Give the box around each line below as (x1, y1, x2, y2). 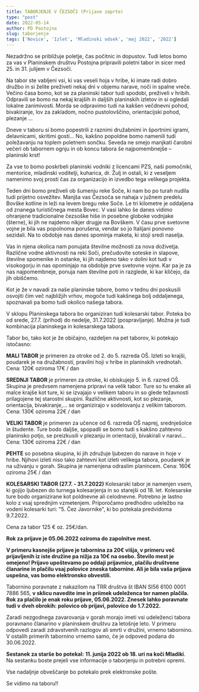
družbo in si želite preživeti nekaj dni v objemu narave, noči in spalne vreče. (6, 83, 192, 90)
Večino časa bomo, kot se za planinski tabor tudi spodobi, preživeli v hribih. (6, 90, 191, 96)
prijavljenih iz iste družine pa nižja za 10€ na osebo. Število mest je (6, 553, 174, 559)
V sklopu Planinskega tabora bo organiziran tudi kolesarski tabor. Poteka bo (6, 310, 191, 317)
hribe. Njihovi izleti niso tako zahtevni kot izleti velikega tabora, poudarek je (6, 456, 190, 463)
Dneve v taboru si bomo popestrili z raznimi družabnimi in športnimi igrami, (6, 126, 190, 133)
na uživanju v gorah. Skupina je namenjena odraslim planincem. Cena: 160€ (6, 463, 191, 470)
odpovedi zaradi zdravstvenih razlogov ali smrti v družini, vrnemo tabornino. (6, 627, 193, 633)
